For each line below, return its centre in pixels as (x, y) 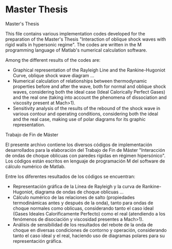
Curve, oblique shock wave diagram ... (53, 75)
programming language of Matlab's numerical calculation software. (76, 50)
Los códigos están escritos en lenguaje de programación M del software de (85, 161)
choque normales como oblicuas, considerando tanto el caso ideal (83, 208)
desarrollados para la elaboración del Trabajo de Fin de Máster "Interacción (85, 150)
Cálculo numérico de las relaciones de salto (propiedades (74, 197)
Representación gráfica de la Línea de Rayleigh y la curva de (77, 186)
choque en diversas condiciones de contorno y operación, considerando (90, 230)
